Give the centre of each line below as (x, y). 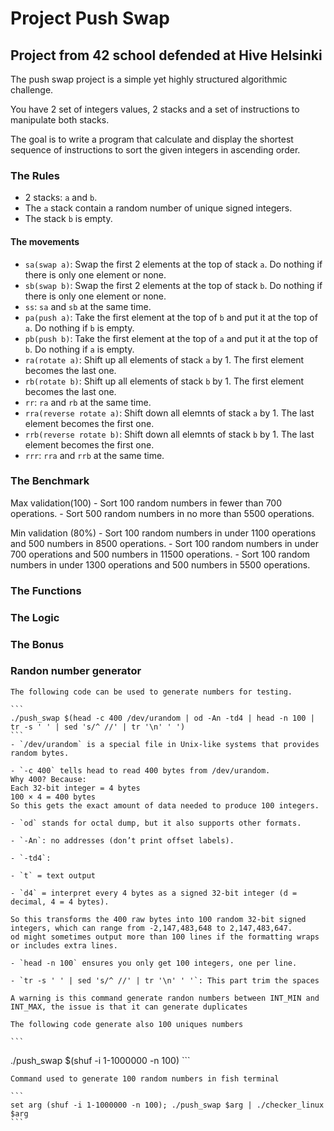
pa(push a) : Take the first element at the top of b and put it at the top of (171, 317)
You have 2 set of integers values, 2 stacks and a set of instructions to (155, 109)
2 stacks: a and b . (61, 198)
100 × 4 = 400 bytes (53, 797)
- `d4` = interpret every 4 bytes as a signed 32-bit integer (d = (154, 893)
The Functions (46, 590)
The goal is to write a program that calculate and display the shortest (152, 139)
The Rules (35, 175)
